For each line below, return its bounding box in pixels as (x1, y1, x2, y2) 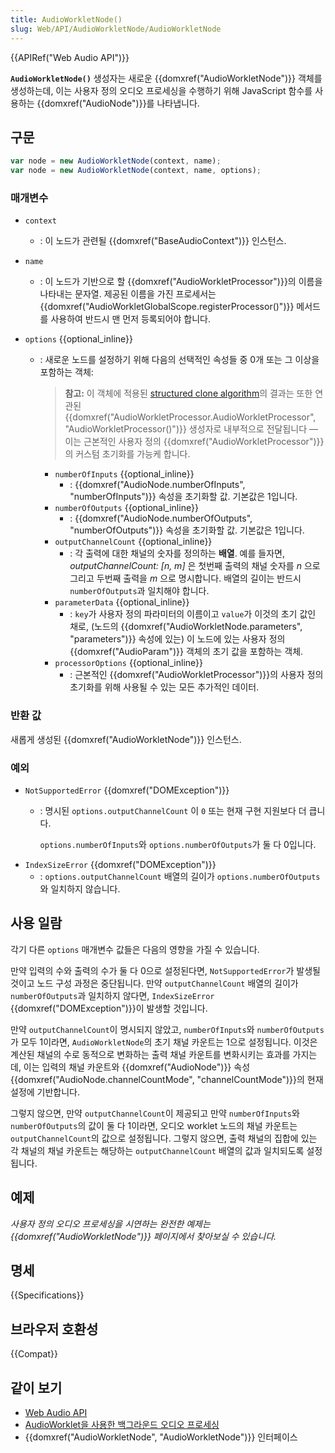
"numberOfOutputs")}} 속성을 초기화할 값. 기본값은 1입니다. (69, 524, 305, 536)
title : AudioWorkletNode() (10, 14, 123, 25)
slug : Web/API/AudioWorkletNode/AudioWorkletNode (10, 24, 222, 34)
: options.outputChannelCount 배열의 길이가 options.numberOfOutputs (39, 870, 321, 882)
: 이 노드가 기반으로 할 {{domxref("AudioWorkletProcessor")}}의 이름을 (39, 276, 323, 288)
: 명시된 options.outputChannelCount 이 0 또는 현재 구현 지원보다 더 (39, 804, 307, 816)
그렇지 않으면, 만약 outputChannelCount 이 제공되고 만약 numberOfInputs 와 (10, 1107, 300, 1119)
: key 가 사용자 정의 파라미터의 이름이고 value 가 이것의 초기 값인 (69, 608, 317, 620)
